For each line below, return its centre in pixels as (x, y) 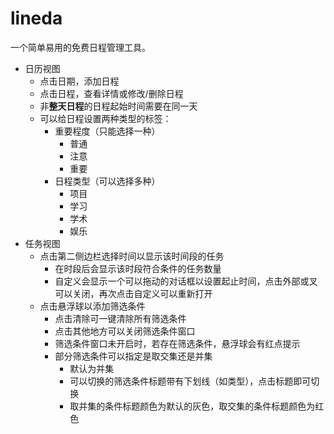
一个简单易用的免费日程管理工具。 (80, 47)
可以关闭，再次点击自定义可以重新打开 (133, 293)
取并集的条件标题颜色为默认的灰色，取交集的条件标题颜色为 (192, 406)
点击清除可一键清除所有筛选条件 (120, 318)
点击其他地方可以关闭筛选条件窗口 (125, 331)
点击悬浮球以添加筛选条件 (92, 306)
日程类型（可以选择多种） (107, 181)
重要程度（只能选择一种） (107, 131)
